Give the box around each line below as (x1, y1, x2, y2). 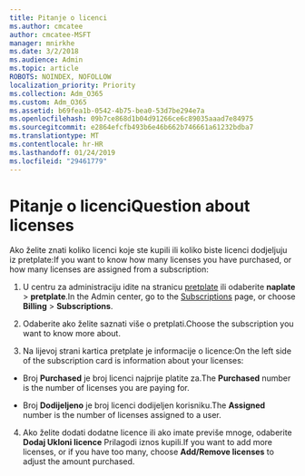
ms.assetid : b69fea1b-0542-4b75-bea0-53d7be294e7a (9, 106, 205, 115)
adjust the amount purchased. (22, 456, 135, 467)
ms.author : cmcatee (9, 22, 84, 31)
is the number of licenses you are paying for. (22, 383, 191, 393)
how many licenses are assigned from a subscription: (9, 264, 209, 275)
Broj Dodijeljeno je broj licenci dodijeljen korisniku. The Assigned (22, 400, 266, 411)
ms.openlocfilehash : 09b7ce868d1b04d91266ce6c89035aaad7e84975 (9, 114, 254, 123)
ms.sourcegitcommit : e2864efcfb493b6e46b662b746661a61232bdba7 (9, 123, 254, 132)
